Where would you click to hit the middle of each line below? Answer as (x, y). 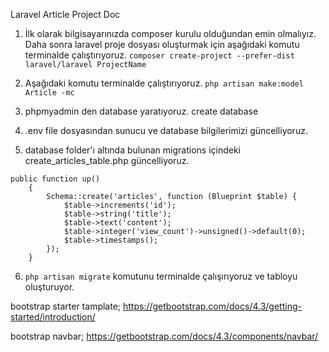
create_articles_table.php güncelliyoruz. (107, 160)
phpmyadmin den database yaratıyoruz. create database (141, 111)
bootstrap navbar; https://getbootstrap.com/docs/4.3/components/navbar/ (164, 336)
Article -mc (49, 93)
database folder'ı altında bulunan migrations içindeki (133, 150)
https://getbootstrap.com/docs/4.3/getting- (212, 306)
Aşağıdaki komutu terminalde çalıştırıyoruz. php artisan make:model (164, 83)
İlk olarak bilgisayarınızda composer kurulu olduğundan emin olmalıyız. (170, 33)
